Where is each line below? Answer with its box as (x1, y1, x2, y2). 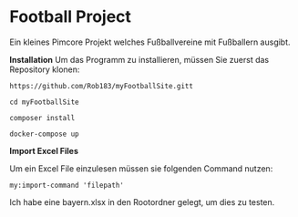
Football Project (9, 6, 132, 27)
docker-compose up (9, 129, 79, 139)
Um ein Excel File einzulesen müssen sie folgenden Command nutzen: (9, 162, 273, 174)
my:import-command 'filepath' (9, 181, 125, 190)
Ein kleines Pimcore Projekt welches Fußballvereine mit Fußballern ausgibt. (9, 36, 291, 47)
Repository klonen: (9, 64, 80, 75)
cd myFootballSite (9, 98, 79, 107)
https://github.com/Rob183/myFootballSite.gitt (9, 81, 194, 90)
